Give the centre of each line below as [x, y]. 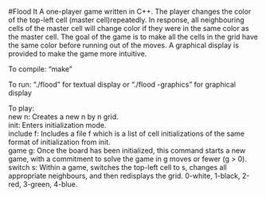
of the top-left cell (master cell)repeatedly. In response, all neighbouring [126, 20]
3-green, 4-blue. [50, 184]
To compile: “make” [41, 69]
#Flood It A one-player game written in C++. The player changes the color [130, 12]
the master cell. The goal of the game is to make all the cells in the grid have [133, 37]
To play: [21, 108]
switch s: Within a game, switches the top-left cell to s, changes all [117, 167]
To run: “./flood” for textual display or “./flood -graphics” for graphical [122, 84]
